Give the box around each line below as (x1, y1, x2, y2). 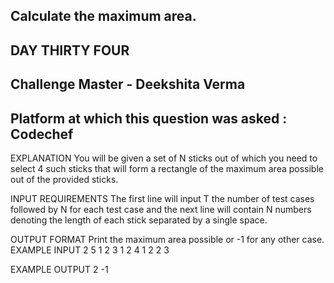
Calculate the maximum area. (10, 8, 197, 25)
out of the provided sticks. (10, 173, 119, 185)
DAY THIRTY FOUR (10, 42, 130, 59)
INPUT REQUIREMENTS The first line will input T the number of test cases (10, 192, 315, 204)
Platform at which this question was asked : (10, 110, 288, 127)
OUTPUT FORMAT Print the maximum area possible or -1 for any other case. (10, 233, 325, 245)
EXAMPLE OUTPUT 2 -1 (10, 263, 109, 275)
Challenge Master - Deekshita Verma (10, 76, 246, 93)
